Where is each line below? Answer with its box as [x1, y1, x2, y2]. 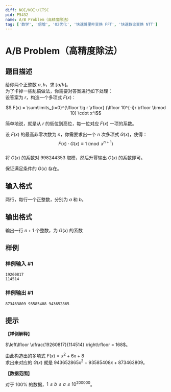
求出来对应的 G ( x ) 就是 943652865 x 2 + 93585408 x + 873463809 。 [5, 358, 148, 365]
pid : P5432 [5, 12, 29, 17]
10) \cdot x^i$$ [70, 110, 102, 116]
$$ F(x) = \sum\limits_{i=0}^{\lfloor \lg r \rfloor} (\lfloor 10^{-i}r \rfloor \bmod [6, 105, 166, 111]
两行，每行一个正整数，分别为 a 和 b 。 [5, 196, 86, 202]
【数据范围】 [5, 370, 32, 376]
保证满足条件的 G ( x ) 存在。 [5, 165, 62, 171]
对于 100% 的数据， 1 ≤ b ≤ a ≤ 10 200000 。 [5, 380, 95, 387]
